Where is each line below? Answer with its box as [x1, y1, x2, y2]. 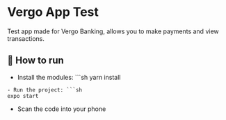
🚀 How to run [7, 55, 64, 67]
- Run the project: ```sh [7, 86, 82, 94]
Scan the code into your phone [17, 105, 106, 113]
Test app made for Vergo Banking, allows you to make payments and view [7, 27, 219, 35]
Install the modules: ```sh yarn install [17, 73, 121, 81]
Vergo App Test [7, 4, 99, 20]
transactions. [7, 34, 45, 42]
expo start [7, 92, 39, 99]
